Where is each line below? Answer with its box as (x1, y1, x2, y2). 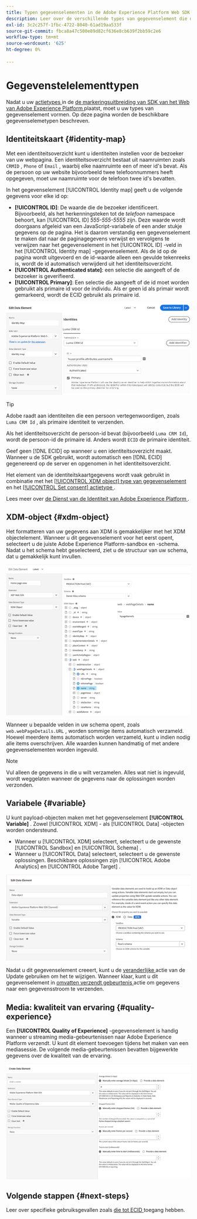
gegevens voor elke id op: (6, 192, 69, 199)
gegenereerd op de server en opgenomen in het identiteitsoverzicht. (6, 460, 171, 467)
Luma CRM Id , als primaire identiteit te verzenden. (6, 418, 125, 426)
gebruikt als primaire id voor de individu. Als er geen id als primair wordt (14, 285, 189, 292)
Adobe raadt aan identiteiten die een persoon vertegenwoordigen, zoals (6, 412, 180, 419)
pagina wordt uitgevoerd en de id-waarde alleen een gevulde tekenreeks (14, 253, 191, 261)
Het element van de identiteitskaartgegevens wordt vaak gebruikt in (6, 471, 170, 478)
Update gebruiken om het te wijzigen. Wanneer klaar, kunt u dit (6, 973, 158, 980)
